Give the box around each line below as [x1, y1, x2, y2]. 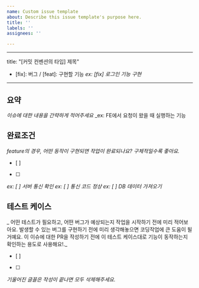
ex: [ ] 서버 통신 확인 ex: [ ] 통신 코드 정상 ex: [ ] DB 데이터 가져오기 [6, 183, 162, 190]
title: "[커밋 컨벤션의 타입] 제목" [6, 58, 79, 65]
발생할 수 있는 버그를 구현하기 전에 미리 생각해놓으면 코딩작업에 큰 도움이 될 [19, 226, 193, 233]
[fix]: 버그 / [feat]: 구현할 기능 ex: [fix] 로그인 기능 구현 [15, 71, 142, 78]
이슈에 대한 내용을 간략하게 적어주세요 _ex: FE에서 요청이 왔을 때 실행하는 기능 [6, 111, 187, 118]
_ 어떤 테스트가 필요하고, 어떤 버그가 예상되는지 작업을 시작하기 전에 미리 [6, 219, 173, 226]
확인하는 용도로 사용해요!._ [6, 240, 67, 247]
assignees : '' [6, 31, 42, 37]
